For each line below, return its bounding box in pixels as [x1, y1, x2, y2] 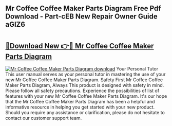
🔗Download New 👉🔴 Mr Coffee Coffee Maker [5, 41, 154, 50]
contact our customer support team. [5, 115, 82, 121]
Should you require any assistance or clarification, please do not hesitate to [5, 110, 165, 115]
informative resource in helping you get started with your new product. [5, 104, 155, 110]
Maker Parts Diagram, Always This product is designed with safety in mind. [5, 82, 164, 88]
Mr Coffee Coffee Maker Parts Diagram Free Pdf [5, 4, 161, 13]
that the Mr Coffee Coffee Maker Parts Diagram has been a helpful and [5, 99, 155, 104]
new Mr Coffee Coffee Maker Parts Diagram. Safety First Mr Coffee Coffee [5, 77, 163, 83]
